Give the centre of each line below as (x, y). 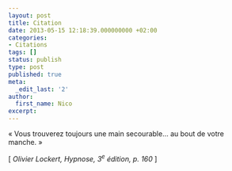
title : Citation (35, 23)
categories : (28, 38)
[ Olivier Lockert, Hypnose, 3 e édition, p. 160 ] (83, 158)
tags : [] (23, 52)
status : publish (35, 60)
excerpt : (23, 112)
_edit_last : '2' (42, 89)
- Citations (28, 45)
